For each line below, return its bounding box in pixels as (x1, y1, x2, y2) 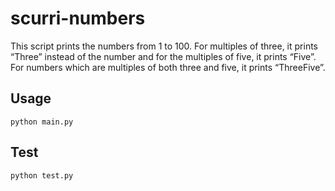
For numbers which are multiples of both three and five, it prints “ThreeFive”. (10, 61, 326, 73)
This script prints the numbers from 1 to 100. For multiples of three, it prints (10, 40, 318, 52)
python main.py (10, 117, 74, 127)
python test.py (10, 170, 74, 181)
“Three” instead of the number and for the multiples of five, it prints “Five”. (10, 50, 317, 62)
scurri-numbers (10, 7, 146, 30)
